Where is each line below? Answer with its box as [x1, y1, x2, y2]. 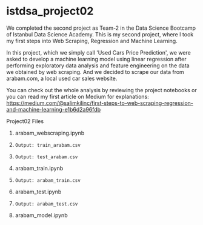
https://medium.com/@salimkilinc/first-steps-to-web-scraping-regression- [6, 99, 194, 107]
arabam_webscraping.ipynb [15, 129, 85, 136]
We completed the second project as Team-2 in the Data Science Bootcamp [6, 24, 196, 32]
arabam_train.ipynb [15, 164, 64, 172]
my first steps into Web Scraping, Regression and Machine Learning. [6, 37, 178, 44]
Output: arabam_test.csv [15, 201, 78, 207]
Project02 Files [6, 117, 44, 125]
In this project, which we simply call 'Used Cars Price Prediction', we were [6, 49, 191, 56]
